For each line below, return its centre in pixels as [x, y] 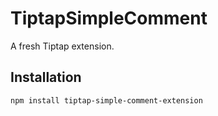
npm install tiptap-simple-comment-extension [106, 100]
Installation [46, 77]
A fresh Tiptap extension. [62, 46]
